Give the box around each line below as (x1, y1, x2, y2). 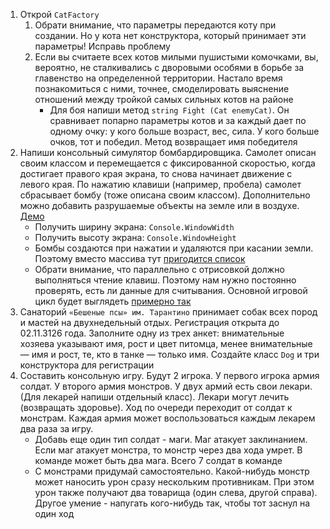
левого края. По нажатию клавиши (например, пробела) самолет (19, 179, 302, 190)
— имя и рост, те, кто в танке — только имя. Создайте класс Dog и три (19, 349, 320, 360)
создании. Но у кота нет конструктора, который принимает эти (34, 30, 307, 41)
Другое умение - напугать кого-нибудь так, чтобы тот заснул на (34, 497, 311, 509)
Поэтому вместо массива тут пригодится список (34, 253, 246, 264)
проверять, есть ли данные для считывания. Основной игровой (34, 285, 308, 296)
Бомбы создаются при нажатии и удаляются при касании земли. (34, 242, 314, 254)
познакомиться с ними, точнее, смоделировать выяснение (34, 83, 290, 94)
